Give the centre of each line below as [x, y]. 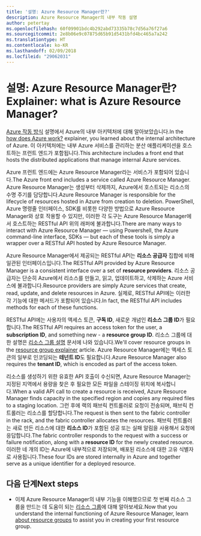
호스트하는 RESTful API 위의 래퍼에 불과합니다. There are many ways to [97, 224]
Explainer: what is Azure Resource [94, 101]
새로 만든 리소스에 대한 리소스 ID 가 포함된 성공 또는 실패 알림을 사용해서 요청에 [103, 428]
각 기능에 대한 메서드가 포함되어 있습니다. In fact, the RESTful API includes [94, 300]
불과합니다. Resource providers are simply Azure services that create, [102, 285]
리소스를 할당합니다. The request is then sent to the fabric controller [108, 413]
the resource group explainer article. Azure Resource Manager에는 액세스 [96, 350]
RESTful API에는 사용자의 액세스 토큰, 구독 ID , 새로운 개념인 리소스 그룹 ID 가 [95, 320]
